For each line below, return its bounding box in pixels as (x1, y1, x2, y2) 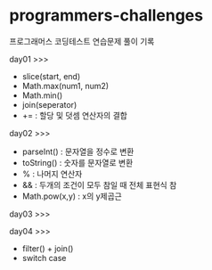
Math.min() (21, 90, 63, 101)
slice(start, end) (21, 70, 81, 81)
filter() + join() (21, 242, 74, 254)
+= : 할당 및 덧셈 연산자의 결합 (21, 110, 127, 120)
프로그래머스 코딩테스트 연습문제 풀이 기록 (9, 36, 155, 46)
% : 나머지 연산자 (21, 168, 83, 179)
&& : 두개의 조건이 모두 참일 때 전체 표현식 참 (21, 179, 177, 190)
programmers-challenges (9, 5, 203, 26)
